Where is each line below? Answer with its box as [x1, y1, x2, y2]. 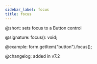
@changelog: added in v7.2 [5, 53, 60, 59]
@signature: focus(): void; [5, 34, 58, 40]
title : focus [5, 12, 32, 16]
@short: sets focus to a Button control [5, 25, 82, 31]
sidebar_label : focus [5, 7, 49, 12]
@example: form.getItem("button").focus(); [5, 44, 92, 49]
